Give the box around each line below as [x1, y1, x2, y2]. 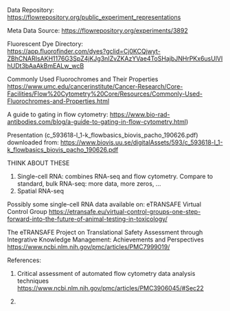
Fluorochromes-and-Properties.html [7, 97, 110, 105]
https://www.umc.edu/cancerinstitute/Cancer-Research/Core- [7, 83, 183, 90]
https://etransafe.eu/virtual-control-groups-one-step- [48, 208, 201, 215]
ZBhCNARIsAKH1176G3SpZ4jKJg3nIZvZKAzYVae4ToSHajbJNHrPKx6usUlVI [7, 54, 223, 63]
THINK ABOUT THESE [7, 159, 70, 167]
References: [7, 256, 41, 264]
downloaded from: [7, 138, 60, 147]
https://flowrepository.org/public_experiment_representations [7, 13, 181, 21]
